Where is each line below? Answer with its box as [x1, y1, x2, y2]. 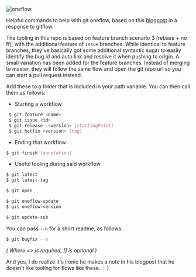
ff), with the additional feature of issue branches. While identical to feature [6, 41, 186, 47]
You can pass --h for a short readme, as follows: [6, 225, 123, 232]
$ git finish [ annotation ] [6, 150, 72, 156]
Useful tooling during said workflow [14, 161, 101, 168]
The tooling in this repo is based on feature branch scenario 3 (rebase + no [6, 34, 187, 41]
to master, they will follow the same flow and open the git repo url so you [6, 65, 181, 72]
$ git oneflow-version [6, 203, 61, 210]
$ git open [6, 188, 33, 194]
